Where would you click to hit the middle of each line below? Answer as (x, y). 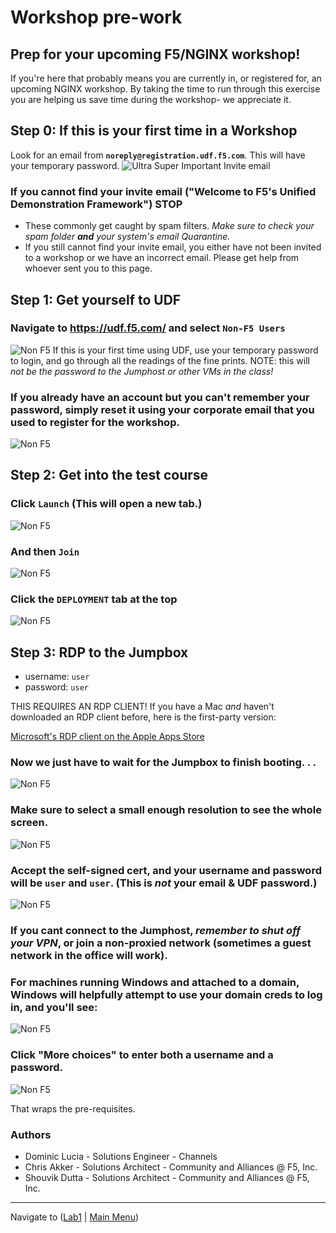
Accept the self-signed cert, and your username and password (166, 870)
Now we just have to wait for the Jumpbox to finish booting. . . (163, 763)
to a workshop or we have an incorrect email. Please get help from (162, 258)
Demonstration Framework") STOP (96, 204)
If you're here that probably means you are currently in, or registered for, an (166, 78)
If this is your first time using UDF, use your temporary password (185, 350)
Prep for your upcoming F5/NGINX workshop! (155, 54)
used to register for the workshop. (95, 422)
